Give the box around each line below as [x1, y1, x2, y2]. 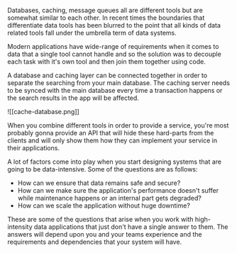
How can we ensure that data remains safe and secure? [17, 179, 181, 187]
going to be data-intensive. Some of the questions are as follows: [7, 165, 198, 173]
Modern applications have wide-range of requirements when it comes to [7, 43, 219, 50]
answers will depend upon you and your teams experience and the [7, 230, 202, 238]
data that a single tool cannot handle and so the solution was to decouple [7, 50, 221, 58]
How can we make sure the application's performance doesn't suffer [17, 186, 219, 194]
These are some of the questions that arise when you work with [7, 215, 194, 223]
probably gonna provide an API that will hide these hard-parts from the [7, 129, 214, 137]
